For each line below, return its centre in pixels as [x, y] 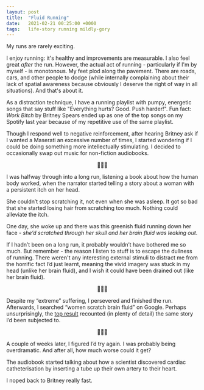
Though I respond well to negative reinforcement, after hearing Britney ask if [102, 134]
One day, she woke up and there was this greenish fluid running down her [99, 226]
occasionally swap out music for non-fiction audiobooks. [78, 153]
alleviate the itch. [28, 215]
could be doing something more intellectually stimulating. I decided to [93, 146]
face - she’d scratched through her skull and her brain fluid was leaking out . [102, 233]
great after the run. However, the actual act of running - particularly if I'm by [102, 65]
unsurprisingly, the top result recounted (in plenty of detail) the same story [100, 314]
